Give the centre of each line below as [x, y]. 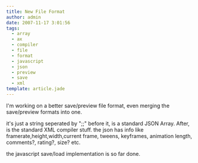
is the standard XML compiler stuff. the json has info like [75, 130]
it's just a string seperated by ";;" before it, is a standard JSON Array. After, [98, 123]
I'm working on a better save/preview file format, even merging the [88, 106]
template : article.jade [36, 89]
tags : [13, 28]
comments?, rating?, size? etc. [43, 142]
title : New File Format [36, 12]
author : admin [24, 17]
